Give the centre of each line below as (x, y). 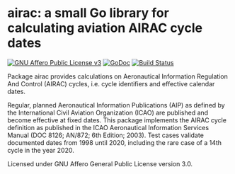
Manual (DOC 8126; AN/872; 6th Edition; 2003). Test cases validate (105, 135)
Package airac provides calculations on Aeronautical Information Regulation (117, 76)
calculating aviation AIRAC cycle (105, 28)
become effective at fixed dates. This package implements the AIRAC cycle (117, 120)
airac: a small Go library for (88, 13)
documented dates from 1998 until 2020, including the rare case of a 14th (114, 142)
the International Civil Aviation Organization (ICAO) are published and (108, 112)
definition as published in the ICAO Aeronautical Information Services (108, 127)
